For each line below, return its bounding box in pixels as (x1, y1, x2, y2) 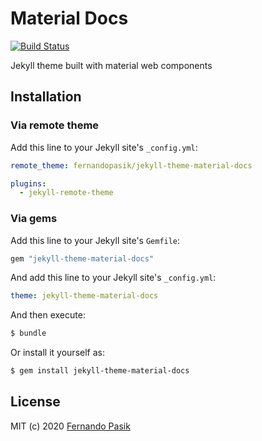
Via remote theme (10, 118, 100, 132)
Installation (10, 88, 82, 106)
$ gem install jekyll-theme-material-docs (10, 366, 190, 376)
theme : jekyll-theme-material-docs (10, 291, 159, 301)
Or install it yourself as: (10, 347, 105, 359)
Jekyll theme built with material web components (10, 59, 213, 71)
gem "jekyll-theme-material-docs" (10, 253, 155, 264)
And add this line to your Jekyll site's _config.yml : (10, 272, 217, 284)
